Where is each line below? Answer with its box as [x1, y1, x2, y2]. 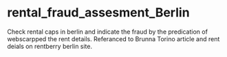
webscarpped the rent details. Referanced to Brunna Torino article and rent [7, 34, 220, 43]
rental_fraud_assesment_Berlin [7, 5, 191, 21]
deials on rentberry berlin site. [7, 42, 93, 50]
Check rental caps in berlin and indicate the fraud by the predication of [7, 27, 208, 36]
